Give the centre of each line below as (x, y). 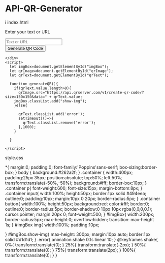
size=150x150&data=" (26, 97)
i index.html (17, 22)
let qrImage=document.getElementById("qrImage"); (61, 71)
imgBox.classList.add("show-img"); (50, 101)
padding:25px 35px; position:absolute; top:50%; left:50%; (64, 177)
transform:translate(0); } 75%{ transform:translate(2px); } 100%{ (70, 250)
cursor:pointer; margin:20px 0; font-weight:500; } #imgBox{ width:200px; (80, 214)
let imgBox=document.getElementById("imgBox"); (59, 66)
